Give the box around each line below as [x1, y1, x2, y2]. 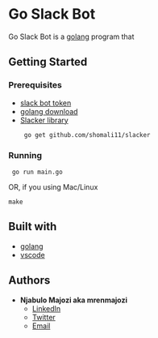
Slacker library [19, 115, 69, 125]
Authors [8, 273, 51, 288]
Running [8, 149, 43, 160]
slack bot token [19, 98, 72, 108]
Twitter [31, 312, 56, 322]
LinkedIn [31, 303, 61, 313]
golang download [19, 106, 78, 116]
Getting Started [8, 55, 88, 69]
